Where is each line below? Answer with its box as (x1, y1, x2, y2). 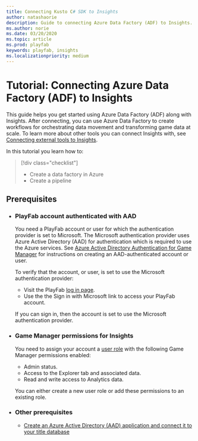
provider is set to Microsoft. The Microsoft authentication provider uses (14, 232, 190, 239)
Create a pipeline (29, 177, 72, 184)
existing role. (14, 393, 46, 401)
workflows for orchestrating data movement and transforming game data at (6, 123, 191, 131)
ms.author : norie (6, 25, 49, 31)
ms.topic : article (6, 36, 52, 42)
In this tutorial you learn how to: (6, 147, 84, 155)
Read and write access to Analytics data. (23, 376, 124, 383)
